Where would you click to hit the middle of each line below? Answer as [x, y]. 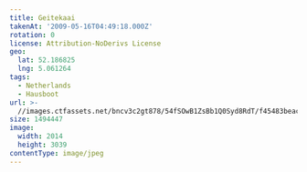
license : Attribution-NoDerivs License [85, 43]
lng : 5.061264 [44, 69]
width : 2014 [41, 137]
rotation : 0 [32, 35]
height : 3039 [42, 145]
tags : [20, 77]
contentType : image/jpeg [57, 153]
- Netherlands [44, 86]
